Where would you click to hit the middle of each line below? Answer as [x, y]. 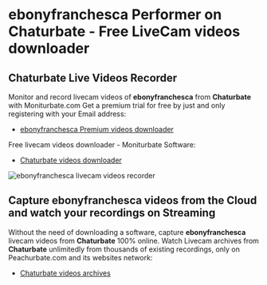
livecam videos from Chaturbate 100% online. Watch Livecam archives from [133, 240]
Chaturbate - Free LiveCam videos [124, 31]
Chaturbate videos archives [65, 273]
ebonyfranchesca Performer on [115, 15]
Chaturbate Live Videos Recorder [93, 78]
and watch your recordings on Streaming [112, 213]
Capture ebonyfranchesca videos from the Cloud [133, 201]
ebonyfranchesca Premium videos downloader [96, 129]
